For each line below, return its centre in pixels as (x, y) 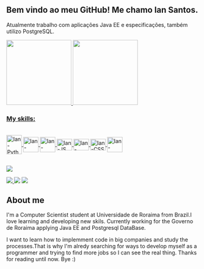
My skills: (21, 119)
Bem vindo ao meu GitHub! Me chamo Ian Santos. (102, 10)
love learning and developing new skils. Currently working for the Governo (100, 221)
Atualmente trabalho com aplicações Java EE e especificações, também (97, 24)
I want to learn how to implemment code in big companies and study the (97, 240)
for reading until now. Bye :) (41, 259)
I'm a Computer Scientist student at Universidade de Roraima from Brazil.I (99, 215)
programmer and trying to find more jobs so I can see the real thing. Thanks (102, 252)
